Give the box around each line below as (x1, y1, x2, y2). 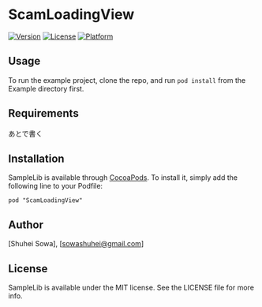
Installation (8, 152, 65, 165)
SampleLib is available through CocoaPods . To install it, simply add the (8, 173, 238, 182)
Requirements (8, 107, 79, 120)
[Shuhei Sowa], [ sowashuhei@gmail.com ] (8, 239, 144, 249)
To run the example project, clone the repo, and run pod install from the (8, 75, 246, 84)
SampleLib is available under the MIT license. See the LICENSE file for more (8, 283, 255, 292)
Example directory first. (8, 84, 84, 93)
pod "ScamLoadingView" (8, 197, 83, 204)
